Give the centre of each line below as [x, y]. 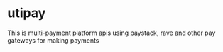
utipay [27, 13]
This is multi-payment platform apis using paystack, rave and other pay [111, 33]
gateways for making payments [53, 40]
